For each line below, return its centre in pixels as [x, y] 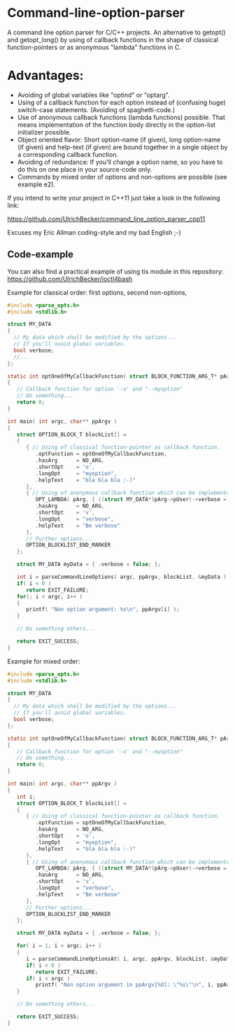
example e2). [36, 184]
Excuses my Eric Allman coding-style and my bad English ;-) [94, 232]
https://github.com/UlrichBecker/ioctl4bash [70, 279]
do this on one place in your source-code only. [85, 169]
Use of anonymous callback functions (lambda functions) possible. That [121, 117]
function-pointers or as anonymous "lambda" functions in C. [94, 47]
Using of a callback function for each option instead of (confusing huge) [121, 102]
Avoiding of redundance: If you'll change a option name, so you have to [120, 162]
